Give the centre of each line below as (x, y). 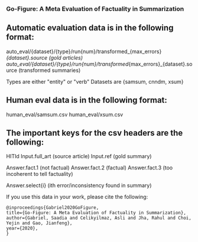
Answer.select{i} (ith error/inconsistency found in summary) (79, 185)
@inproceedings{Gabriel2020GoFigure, (53, 208)
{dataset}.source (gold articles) (45, 57)
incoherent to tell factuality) (40, 174)
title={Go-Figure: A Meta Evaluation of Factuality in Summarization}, (96, 213)
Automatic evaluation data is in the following (90, 28)
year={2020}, (22, 228)
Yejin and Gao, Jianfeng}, (39, 223)
